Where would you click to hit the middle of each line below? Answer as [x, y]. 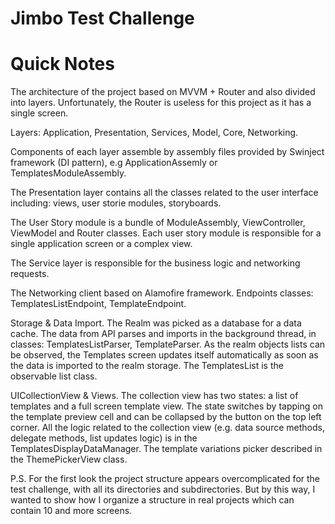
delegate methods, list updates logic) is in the [104, 438]
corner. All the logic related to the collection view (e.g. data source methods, [167, 428]
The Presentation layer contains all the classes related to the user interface [164, 193]
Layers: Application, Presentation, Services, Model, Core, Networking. [154, 133]
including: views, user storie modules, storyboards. [116, 203]
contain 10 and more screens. [71, 511]
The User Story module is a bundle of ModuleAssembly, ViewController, [158, 223]
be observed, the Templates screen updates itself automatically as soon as [164, 355]
